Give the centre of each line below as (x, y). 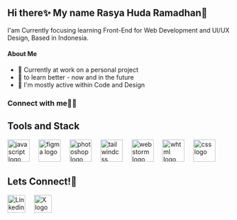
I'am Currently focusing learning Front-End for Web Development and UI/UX (118, 30)
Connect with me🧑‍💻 (42, 103)
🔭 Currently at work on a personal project (78, 70)
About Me (22, 54)
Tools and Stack (44, 126)
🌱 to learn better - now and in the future (76, 77)
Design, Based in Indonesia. (48, 38)
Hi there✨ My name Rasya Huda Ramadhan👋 (108, 13)
